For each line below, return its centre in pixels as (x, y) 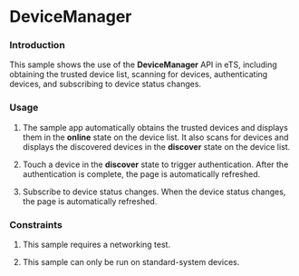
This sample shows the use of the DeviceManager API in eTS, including (144, 64)
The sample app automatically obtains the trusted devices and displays (155, 127)
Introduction (37, 45)
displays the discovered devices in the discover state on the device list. (156, 146)
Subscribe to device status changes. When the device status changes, (154, 192)
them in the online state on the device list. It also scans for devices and (155, 137)
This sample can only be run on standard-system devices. (131, 262)
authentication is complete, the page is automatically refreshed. (141, 173)
